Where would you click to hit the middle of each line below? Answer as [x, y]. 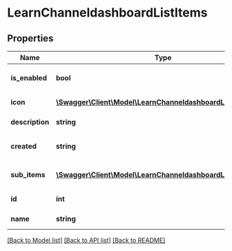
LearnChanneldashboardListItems [107, 13]
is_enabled [29, 78]
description [30, 122]
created [23, 146]
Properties [30, 38]
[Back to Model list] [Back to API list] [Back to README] [86, 240]
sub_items [28, 175]
